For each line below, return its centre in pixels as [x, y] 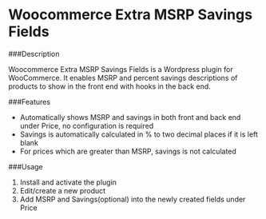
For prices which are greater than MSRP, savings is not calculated [128, 151]
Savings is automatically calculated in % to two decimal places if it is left [139, 134]
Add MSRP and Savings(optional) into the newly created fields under [133, 199]
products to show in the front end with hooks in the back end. [110, 86]
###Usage [26, 166]
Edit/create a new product [63, 190]
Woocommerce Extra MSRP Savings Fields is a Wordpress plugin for [121, 69]
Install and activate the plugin [68, 182]
